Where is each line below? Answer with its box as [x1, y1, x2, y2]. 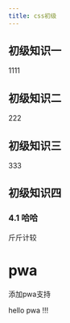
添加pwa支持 [8, 289, 51, 299]
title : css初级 [8, 11, 57, 20]
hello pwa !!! [8, 305, 49, 315]
